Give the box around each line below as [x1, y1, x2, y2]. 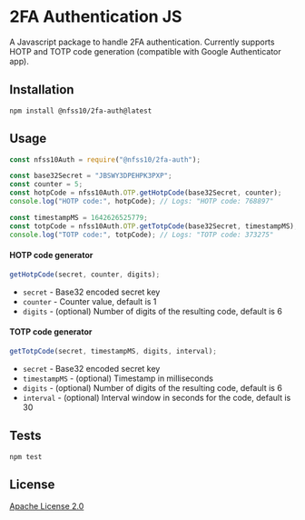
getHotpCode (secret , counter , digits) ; [9, 270, 161, 279]
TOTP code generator [9, 326, 93, 337]
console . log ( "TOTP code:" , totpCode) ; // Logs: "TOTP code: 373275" [9, 230, 274, 239]
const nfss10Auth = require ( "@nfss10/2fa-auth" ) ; [9, 155, 202, 165]
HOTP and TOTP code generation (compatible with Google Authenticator [9, 45, 281, 56]
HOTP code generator [9, 250, 93, 261]
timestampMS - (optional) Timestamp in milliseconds [22, 373, 213, 384]
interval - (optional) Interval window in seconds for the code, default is [22, 392, 291, 403]
